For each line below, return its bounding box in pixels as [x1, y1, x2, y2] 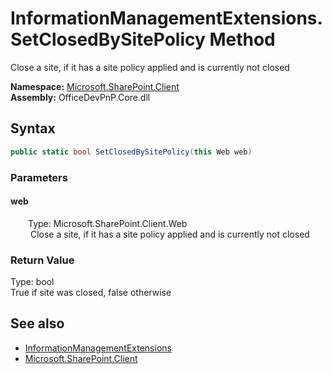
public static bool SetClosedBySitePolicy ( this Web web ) [10, 147, 253, 157]
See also [10, 315, 65, 332]
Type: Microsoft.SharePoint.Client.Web [28, 217, 188, 229]
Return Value [10, 253, 75, 267]
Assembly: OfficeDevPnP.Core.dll [10, 91, 151, 103]
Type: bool [10, 276, 55, 288]
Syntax [10, 120, 56, 137]
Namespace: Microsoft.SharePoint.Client [10, 80, 180, 92]
